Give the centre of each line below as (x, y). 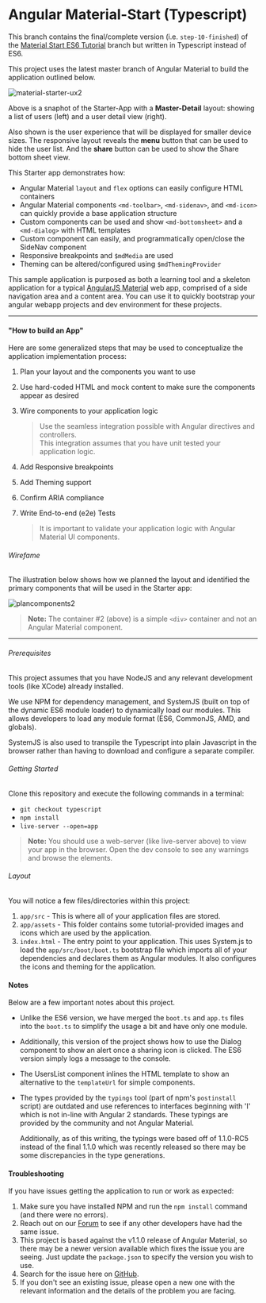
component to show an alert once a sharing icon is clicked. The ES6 (130, 1050)
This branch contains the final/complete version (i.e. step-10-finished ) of (128, 37)
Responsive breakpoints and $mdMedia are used (96, 255)
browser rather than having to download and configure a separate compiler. (131, 750)
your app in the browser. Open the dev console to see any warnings (138, 849)
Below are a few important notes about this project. (92, 1003)
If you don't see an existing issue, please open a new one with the (127, 1282)
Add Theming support (55, 483)
